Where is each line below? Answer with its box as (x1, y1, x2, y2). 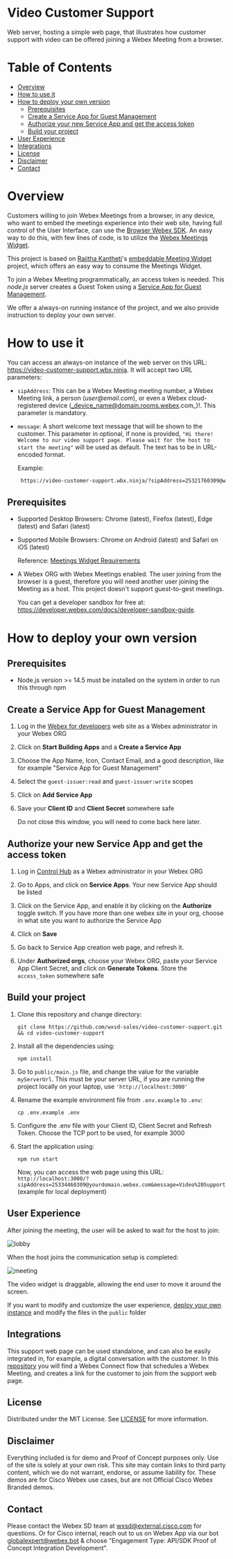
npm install (17, 1055, 52, 1062)
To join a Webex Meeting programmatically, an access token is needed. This (7, 275, 225, 283)
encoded (17, 450, 43, 458)
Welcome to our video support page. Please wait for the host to (17, 437, 210, 444)
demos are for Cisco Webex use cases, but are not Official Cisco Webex (7, 1476, 214, 1484)
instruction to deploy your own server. (7, 311, 116, 319)
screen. (7, 1287, 29, 1295)
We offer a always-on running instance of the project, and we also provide (7, 303, 220, 312)
